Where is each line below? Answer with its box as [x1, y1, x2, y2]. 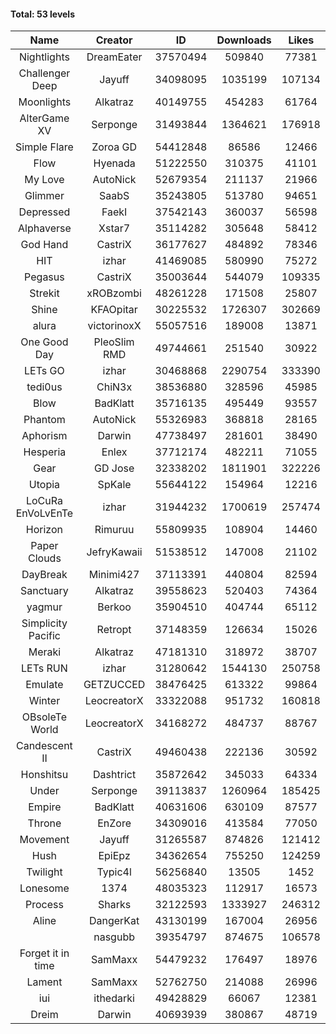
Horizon [25, 523, 64, 537]
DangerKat [88, 914, 140, 928]
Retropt [96, 623, 132, 637]
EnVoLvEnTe [15, 506, 74, 520]
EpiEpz [98, 849, 131, 863]
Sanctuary [20, 584, 69, 598]
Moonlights [18, 95, 72, 109]
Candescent [15, 739, 73, 753]
